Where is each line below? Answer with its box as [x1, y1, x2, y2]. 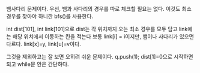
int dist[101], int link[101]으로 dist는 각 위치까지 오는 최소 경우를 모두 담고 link [6, 26, 188, 32]
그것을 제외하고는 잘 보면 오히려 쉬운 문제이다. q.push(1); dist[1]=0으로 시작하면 [6, 53, 193, 60]
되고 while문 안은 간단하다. [6, 60, 69, 68]
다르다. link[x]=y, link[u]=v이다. [6, 41, 81, 47]
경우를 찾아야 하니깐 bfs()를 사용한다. [6, 13, 94, 20]
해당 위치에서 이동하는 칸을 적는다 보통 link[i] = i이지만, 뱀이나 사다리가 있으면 [12, 33, 194, 40]
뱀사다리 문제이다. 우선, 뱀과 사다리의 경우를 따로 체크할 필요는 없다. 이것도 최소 [6, 5, 192, 12]
